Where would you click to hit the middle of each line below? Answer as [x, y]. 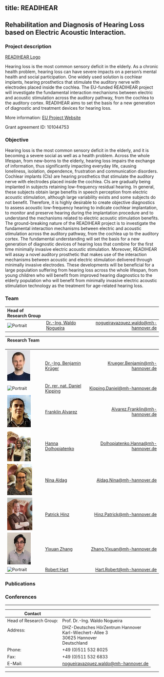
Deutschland [75, 643]
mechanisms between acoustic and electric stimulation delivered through [79, 260]
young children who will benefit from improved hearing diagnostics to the [79, 275]
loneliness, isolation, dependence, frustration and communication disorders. [82, 171]
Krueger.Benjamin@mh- [132, 363]
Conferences [21, 597]
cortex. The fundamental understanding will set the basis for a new [72, 239]
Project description [28, 46]
